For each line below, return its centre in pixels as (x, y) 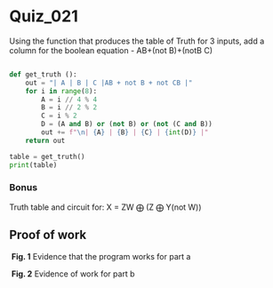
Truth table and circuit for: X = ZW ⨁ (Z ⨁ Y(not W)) (105, 207)
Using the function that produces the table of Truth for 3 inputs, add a (137, 41)
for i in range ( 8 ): (61, 91)
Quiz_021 (44, 16)
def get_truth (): (43, 74)
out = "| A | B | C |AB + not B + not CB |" (109, 83)
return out (45, 140)
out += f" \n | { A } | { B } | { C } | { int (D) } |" (125, 132)
